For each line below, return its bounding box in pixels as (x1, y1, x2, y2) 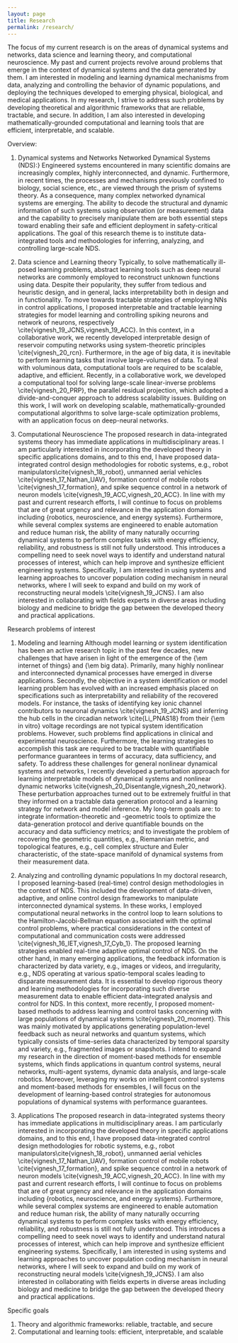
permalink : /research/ (7, 23, 74, 31)
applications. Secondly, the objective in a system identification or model (17, 676, 228, 685)
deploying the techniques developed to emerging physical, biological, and (7, 88, 223, 97)
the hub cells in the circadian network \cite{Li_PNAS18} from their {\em (17, 714, 225, 723)
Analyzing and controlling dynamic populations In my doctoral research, (17, 871, 228, 880)
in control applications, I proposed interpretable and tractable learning (17, 303, 222, 312)
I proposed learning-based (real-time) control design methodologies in (17, 879, 225, 888)
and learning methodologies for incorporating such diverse (17, 984, 190, 993)
